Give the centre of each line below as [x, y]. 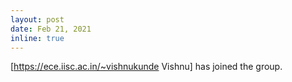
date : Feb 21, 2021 [51, 29]
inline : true [37, 38]
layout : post [37, 19]
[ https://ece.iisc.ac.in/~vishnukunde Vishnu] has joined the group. [146, 67]
